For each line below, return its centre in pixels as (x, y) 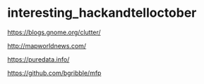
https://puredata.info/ (38, 59)
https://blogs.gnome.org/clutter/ (54, 32)
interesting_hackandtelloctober (102, 13)
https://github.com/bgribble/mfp (54, 73)
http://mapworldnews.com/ (47, 45)
